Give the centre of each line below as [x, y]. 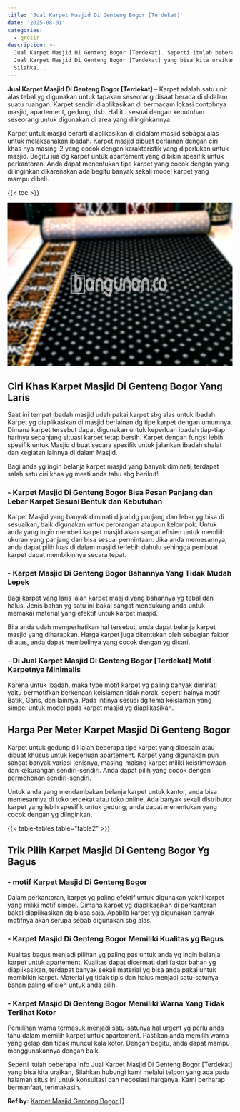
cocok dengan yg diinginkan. [50, 814]
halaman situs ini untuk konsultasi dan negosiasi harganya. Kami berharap [116, 1080]
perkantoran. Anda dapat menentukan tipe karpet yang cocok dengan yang [118, 164]
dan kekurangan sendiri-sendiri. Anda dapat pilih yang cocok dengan [109, 770]
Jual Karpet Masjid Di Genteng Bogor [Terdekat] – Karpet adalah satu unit [117, 89]
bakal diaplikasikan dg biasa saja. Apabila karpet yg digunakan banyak [111, 913]
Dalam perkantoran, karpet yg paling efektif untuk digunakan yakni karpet [116, 898]
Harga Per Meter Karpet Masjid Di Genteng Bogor [119, 730]
